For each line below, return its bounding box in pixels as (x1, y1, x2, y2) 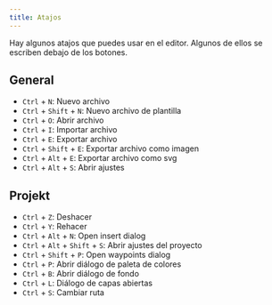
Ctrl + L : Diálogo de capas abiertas (21, 277, 153, 289)
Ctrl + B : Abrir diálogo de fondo (21, 269, 140, 279)
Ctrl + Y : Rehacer (21, 221, 87, 232)
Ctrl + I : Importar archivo (21, 124, 118, 135)
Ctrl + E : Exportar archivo (21, 134, 118, 145)
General (9, 73, 55, 88)
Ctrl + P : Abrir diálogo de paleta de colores (21, 259, 182, 269)
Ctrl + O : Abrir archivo (21, 115, 104, 125)
